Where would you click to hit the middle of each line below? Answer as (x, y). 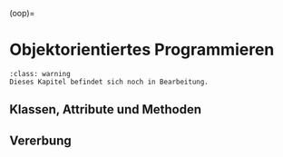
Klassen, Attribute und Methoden (106, 109)
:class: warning (40, 74)
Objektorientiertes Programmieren (142, 50)
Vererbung (40, 140)
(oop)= (22, 13)
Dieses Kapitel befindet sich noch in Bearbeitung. (109, 82)
